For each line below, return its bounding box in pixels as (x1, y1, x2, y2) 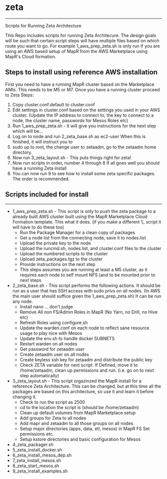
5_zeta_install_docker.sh (12, 447, 62, 453)
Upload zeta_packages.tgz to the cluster (19, 256, 103, 262)
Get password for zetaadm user (19, 346, 85, 352)
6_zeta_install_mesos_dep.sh (12, 452, 72, 458)
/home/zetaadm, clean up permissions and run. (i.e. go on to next (19, 367, 154, 373)
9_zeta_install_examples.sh (12, 468, 68, 474)
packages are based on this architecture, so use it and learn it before (12, 388, 154, 394)
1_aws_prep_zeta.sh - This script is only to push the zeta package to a (12, 208, 156, 214)
